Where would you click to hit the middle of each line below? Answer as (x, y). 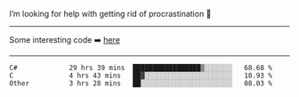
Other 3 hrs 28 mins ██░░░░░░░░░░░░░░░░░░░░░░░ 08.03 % (141, 84)
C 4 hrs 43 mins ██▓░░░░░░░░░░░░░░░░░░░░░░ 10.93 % (141, 76)
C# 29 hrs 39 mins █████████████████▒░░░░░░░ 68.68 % (141, 68)
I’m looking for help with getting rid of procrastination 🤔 (110, 14)
